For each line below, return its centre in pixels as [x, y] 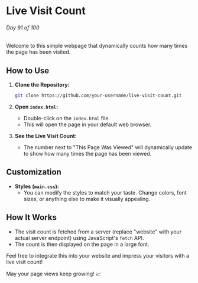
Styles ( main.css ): [37, 186]
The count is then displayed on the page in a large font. [82, 244]
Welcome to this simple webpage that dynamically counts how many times [97, 46]
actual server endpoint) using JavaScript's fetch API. [79, 238]
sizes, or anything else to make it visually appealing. [87, 199]
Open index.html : [36, 107]
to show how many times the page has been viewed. [87, 154]
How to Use [28, 70]
